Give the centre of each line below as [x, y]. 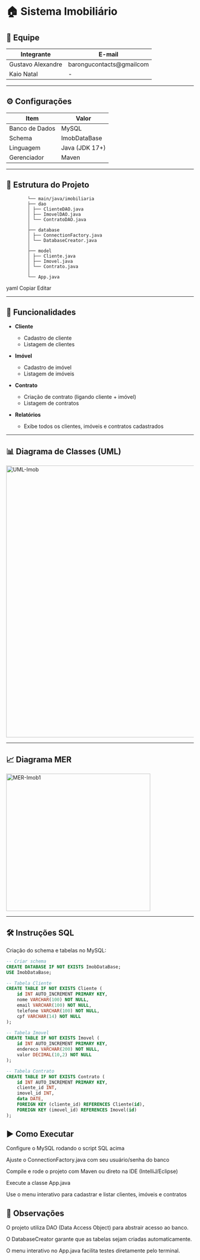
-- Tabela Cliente [29, 983]
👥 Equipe [23, 37]
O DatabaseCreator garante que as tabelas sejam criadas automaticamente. [99, 1239]
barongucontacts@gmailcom [109, 64]
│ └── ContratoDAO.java [57, 219]
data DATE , [30, 1099]
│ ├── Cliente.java [52, 256]
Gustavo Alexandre [36, 64]
